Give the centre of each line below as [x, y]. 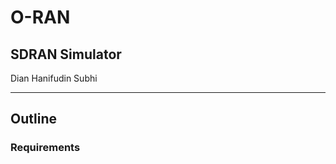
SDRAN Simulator [66, 54]
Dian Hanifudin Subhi [54, 78]
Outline [33, 119]
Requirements [45, 148]
